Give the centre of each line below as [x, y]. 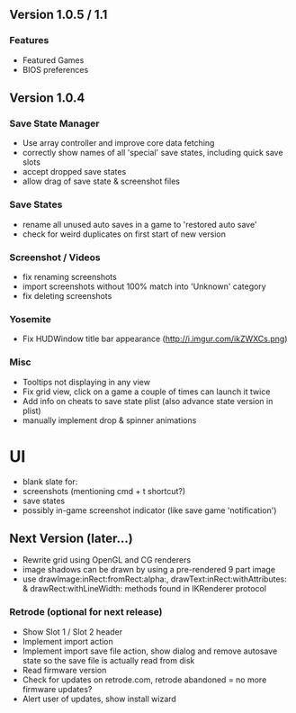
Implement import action [68, 641]
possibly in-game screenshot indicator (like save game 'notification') [149, 510]
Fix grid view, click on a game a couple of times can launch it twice [146, 392]
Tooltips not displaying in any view [86, 382]
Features [29, 41]
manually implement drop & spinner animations [109, 420]
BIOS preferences [55, 69]
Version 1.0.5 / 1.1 [58, 15]
